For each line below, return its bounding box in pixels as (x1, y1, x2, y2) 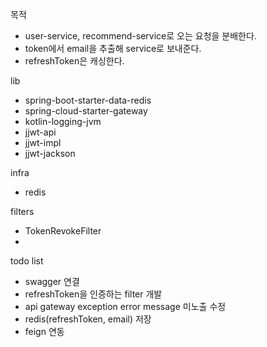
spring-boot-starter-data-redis (24, 94, 152, 106)
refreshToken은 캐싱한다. (24, 55, 125, 67)
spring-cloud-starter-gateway (24, 105, 148, 117)
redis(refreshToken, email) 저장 (24, 313, 152, 325)
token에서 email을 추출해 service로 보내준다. (24, 43, 202, 54)
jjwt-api (24, 126, 57, 138)
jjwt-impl (24, 137, 62, 148)
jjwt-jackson (24, 148, 76, 159)
